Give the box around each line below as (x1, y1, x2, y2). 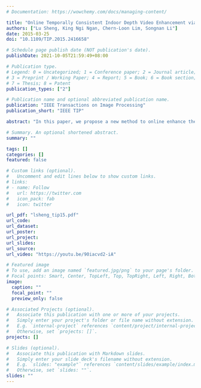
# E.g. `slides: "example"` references (6, 362, 111, 368)
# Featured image (6, 262, 50, 268)
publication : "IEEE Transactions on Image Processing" (6, 103, 146, 109)
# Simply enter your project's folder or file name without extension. (6, 317, 194, 324)
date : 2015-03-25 (6, 31, 50, 37)
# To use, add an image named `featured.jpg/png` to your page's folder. (6, 267, 194, 273)
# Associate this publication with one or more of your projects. (6, 312, 181, 318)
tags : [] (6, 146, 28, 152)
